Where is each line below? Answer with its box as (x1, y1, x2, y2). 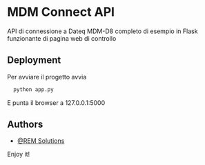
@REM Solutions (17, 137, 65, 145)
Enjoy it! (7, 150, 30, 159)
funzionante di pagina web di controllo (7, 34, 117, 42)
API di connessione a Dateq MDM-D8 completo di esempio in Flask (7, 27, 198, 35)
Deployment (7, 55, 61, 66)
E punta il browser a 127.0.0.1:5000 (7, 98, 106, 107)
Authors (7, 119, 43, 130)
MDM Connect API (7, 4, 115, 20)
